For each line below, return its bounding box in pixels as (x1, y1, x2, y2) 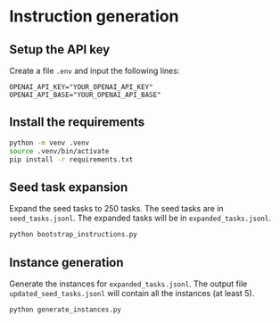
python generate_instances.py (9, 305, 122, 314)
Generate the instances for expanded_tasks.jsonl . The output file (9, 278, 248, 289)
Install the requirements (9, 114, 145, 130)
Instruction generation (9, 6, 179, 27)
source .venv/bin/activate (9, 146, 110, 155)
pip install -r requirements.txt (9, 154, 134, 164)
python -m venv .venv (9, 138, 90, 147)
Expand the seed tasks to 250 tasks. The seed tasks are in (9, 203, 225, 214)
